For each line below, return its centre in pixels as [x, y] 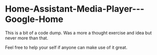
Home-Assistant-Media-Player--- [75, 9]
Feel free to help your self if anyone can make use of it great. [66, 47]
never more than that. [27, 38]
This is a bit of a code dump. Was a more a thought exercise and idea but [78, 33]
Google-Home [34, 19]
